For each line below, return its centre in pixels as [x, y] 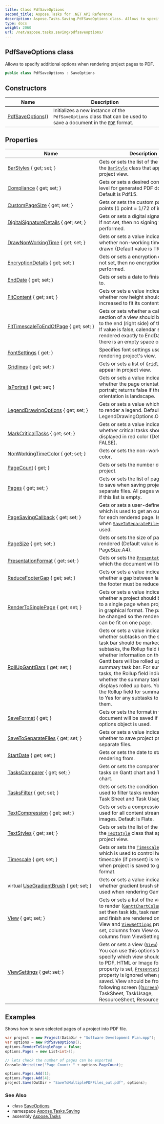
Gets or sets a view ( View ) [128, 944]
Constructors [26, 88]
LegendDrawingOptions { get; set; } [48, 410]
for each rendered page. [127, 517]
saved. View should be [125, 981]
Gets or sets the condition [128, 787]
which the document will [127, 564]
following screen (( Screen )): [131, 987]
